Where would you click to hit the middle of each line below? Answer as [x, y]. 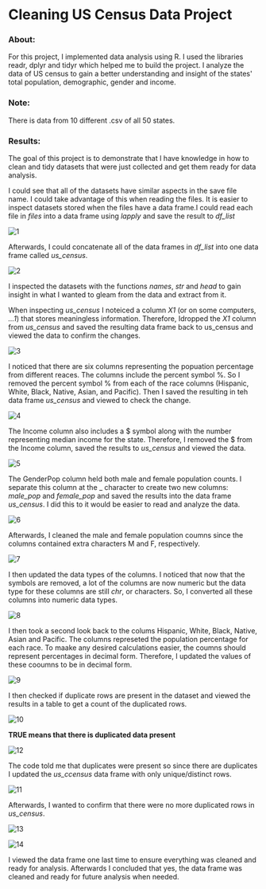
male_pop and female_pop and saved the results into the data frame [120, 496]
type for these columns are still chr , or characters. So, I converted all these [130, 592]
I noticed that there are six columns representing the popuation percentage [131, 366]
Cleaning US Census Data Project [120, 15]
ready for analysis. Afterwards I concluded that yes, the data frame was [125, 868]
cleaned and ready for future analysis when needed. [94, 877]
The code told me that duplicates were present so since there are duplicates [133, 766]
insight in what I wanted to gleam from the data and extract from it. [118, 295]
